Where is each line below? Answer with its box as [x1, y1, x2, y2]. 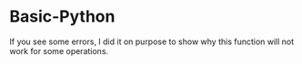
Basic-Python [9, 6, 116, 27]
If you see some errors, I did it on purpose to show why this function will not [9, 36, 295, 47]
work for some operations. [9, 45, 109, 56]
